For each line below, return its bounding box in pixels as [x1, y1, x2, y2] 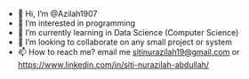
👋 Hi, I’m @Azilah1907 [17, 9, 98, 19]
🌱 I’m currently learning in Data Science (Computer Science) [17, 28, 239, 37]
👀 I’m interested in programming [17, 18, 136, 28]
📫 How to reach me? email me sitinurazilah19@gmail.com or [17, 47, 240, 57]
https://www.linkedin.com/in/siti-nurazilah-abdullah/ [17, 59, 210, 70]
